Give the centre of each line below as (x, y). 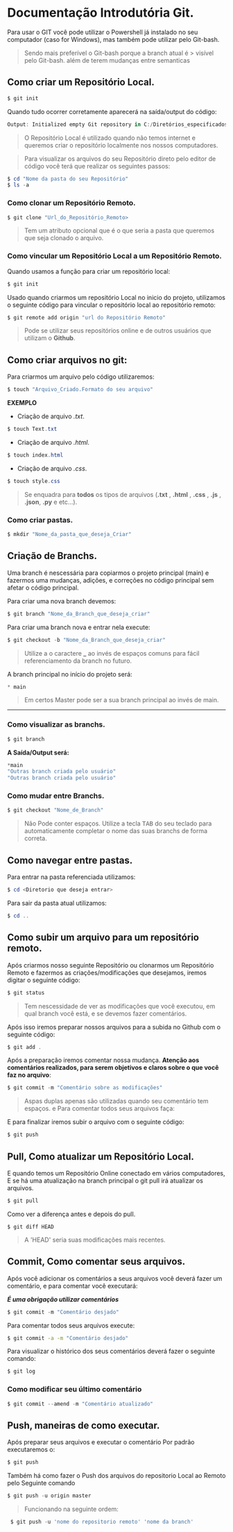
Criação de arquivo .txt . (51, 416)
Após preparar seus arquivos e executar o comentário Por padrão (101, 1442)
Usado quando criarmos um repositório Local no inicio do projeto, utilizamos (116, 297)
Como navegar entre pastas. (70, 860)
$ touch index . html (35, 455)
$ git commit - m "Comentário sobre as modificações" (85, 1088)
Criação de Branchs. (52, 556)
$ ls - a (18, 185)
